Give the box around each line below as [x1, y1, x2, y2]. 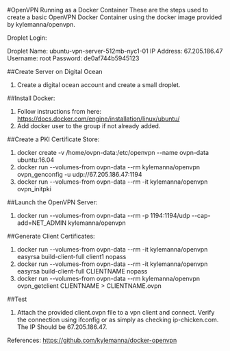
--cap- [191, 212, 211, 219]
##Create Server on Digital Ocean [7, 68, 103, 75]
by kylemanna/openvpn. [7, 21, 75, 28]
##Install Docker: [7, 94, 55, 102]
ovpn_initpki [16, 185, 51, 193]
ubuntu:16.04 [16, 156, 55, 164]
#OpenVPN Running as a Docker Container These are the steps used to [7, 6, 209, 14]
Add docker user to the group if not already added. [16, 122, 161, 130]
